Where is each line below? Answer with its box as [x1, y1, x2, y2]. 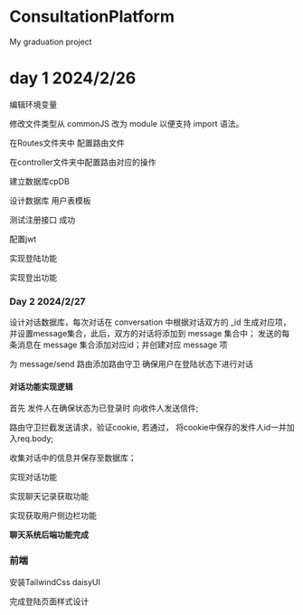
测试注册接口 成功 [9, 214, 75, 225]
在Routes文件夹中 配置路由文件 [9, 137, 125, 148]
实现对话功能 [9, 472, 57, 483]
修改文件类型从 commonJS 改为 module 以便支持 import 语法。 [9, 118, 244, 128]
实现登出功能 [9, 271, 57, 282]
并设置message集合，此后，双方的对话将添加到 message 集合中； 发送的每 [9, 328, 290, 339]
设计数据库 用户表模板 [9, 194, 91, 205]
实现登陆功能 [9, 252, 57, 263]
